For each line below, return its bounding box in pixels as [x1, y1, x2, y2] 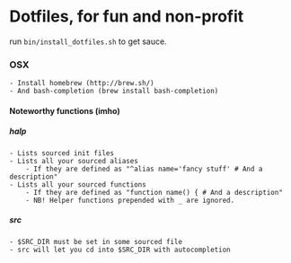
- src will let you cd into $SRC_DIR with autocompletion [9, 245, 231, 254]
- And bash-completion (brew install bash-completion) [9, 87, 219, 96]
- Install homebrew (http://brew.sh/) [9, 79, 154, 88]
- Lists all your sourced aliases [9, 156, 139, 165]
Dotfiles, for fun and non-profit [9, 6, 244, 27]
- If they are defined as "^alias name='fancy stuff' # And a [25, 164, 263, 173]
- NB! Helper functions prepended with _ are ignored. [25, 196, 235, 205]
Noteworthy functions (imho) [9, 105, 120, 116]
